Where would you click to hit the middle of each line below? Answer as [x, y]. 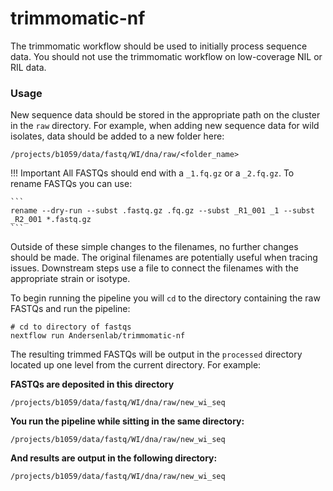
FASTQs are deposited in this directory [92, 384]
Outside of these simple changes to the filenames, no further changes [154, 247]
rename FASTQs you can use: [71, 184]
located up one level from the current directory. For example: [136, 365]
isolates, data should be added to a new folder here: [117, 136]
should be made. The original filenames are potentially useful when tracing [164, 258]
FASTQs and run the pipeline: [70, 309]
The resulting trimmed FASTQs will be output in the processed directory [156, 354]
